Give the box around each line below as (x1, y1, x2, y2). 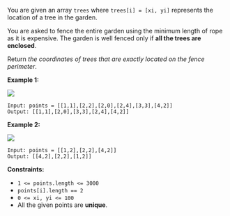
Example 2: (7, 121, 40, 128)
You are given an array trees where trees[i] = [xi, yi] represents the (7, 6, 214, 14)
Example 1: (7, 76, 40, 84)
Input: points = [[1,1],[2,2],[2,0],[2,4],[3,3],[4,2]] (7, 102, 173, 109)
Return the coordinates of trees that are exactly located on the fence (7, 55, 205, 63)
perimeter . (7, 63, 37, 70)
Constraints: (7, 165, 45, 173)
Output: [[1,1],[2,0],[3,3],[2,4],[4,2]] (7, 108, 130, 115)
